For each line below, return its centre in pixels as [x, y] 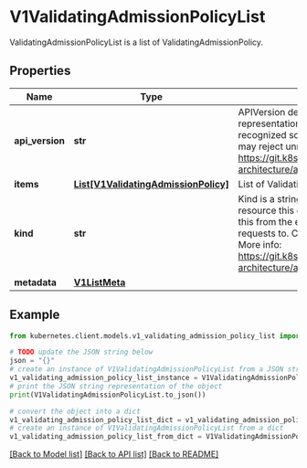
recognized [262, 134]
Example [35, 315]
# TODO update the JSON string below [81, 352]
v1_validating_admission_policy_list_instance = [104, 378]
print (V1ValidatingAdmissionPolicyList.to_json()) [108, 395]
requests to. [264, 233]
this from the [265, 221]
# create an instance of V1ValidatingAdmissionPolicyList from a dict [147, 428]
